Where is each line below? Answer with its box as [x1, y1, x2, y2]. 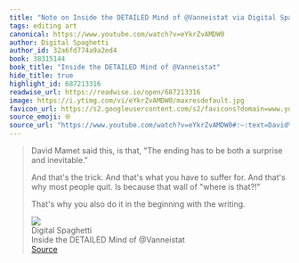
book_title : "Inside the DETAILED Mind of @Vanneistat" [9, 63, 221, 72]
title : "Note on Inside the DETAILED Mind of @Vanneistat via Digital [9, 12, 277, 22]
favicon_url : [9, 104, 58, 113]
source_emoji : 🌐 [9, 112, 71, 121]
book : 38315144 [9, 54, 66, 63]
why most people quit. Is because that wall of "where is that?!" [30, 182, 261, 192]
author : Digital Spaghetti [9, 37, 109, 47]
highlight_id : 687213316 [9, 79, 101, 88]
